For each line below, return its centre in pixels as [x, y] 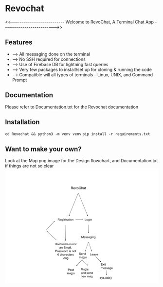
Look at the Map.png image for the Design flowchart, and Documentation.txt [81, 161]
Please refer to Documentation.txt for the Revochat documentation [72, 107]
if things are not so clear [29, 166]
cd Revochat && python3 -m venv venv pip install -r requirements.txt [78, 134]
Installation [22, 122]
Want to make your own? [43, 149]
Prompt [19, 80]
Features [19, 42]
